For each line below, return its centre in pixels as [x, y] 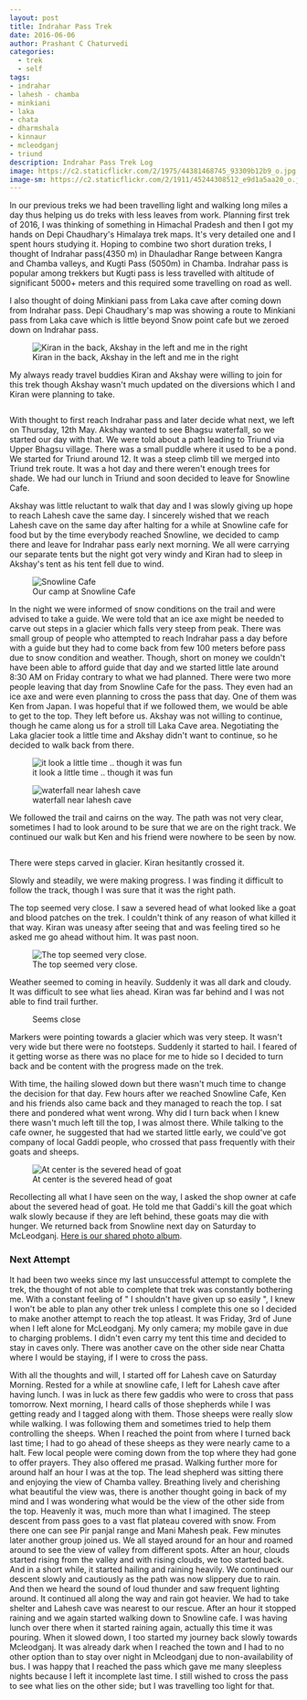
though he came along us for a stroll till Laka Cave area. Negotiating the [144, 726]
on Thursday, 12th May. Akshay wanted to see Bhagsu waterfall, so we [143, 430]
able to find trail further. [54, 1002]
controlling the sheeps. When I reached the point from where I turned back [150, 1433]
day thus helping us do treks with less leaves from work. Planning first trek [150, 215]
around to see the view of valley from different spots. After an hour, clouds [150, 1549]
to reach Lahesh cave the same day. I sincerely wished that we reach [139, 515]
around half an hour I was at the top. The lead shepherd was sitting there [147, 1472]
